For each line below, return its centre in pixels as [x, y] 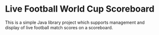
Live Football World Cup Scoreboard [80, 9]
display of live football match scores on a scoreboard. [59, 27]
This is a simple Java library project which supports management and [75, 22]
